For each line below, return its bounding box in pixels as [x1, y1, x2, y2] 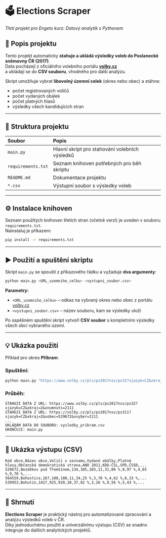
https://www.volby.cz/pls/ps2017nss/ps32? [49, 401, 138, 406]
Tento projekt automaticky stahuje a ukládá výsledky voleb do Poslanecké [5, 53, 159, 58]
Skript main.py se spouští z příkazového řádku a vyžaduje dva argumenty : [5, 269, 157, 275]
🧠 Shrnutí [5, 498, 35, 507]
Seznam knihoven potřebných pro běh [52, 160, 142, 166]
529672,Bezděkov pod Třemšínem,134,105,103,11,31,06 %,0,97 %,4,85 [5, 467, 147, 472]
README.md [7, 174, 31, 180]
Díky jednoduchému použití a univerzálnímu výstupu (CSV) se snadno [5, 522, 147, 528]
